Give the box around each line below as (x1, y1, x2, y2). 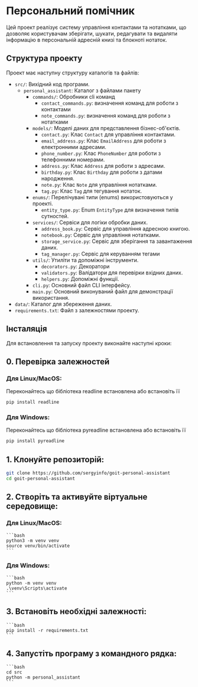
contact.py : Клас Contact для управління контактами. (41, 131, 176, 138)
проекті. (32, 200, 53, 207)
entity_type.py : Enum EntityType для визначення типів (41, 206, 179, 213)
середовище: (6, 501, 58, 511)
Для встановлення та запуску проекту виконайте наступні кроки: (6, 339, 172, 346)
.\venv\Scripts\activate (6, 585, 67, 591)
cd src (6, 669, 22, 675)
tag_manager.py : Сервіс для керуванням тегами (41, 250, 160, 257)
